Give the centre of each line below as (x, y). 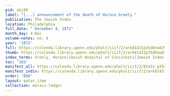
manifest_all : (20, 67)
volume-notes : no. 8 (27, 39)
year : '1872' (19, 43)
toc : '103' (17, 62)
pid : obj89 (17, 10)
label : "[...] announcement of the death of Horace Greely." (71, 15)
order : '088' (19, 76)
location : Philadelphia (30, 24)
